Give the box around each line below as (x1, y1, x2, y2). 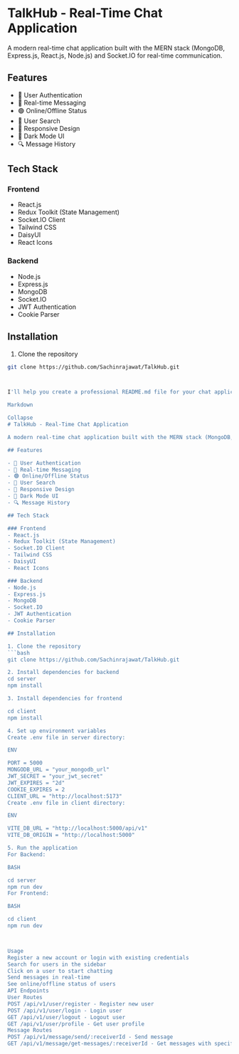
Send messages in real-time (7, 974, 91, 981)
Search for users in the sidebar (7, 961, 107, 968)
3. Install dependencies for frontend (7, 695, 122, 702)
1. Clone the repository (7, 643, 81, 650)
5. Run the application (7, 845, 78, 852)
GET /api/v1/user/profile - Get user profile (7, 1020, 144, 1028)
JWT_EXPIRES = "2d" (7, 779, 65, 786)
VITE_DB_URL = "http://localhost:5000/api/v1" (7, 825, 148, 832)
